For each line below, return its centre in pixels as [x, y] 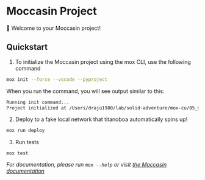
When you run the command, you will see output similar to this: [85, 91]
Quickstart [27, 47]
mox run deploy [26, 131]
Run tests [27, 142]
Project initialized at [37, 108]
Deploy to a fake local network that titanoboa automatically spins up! [101, 119]
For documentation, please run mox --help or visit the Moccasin [86, 165]
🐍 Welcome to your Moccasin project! [53, 28]
